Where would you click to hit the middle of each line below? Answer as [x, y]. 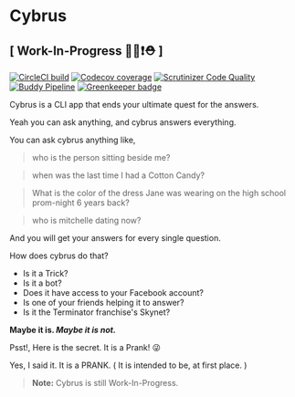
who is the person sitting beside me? [101, 157]
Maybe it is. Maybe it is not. [63, 330]
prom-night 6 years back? [80, 203]
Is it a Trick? [45, 273]
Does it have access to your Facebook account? [113, 293]
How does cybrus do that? [59, 256]
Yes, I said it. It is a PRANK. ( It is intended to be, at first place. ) [128, 365]
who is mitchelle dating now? [86, 220]
